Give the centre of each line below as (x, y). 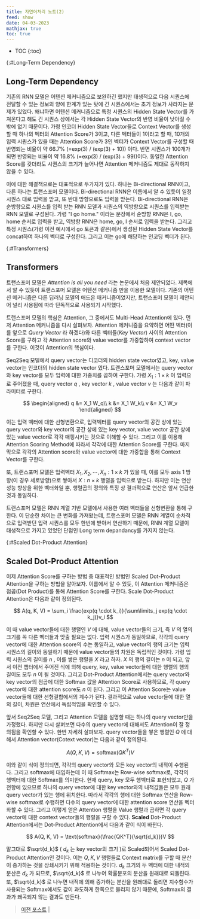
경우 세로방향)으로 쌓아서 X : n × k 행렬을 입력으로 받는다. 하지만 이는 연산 (105, 480)
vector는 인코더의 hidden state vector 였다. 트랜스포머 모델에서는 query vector (100, 367)
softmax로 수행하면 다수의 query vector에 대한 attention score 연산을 (101, 802)
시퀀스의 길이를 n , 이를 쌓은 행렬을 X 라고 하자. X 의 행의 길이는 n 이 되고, (98, 659)
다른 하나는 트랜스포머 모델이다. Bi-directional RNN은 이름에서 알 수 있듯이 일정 (99, 191)
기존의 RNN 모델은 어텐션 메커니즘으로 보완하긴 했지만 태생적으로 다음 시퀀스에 (98, 96)
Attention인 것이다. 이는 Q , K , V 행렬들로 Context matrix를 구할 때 (104, 857)
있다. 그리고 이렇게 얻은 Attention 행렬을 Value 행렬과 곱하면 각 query (105, 810)
